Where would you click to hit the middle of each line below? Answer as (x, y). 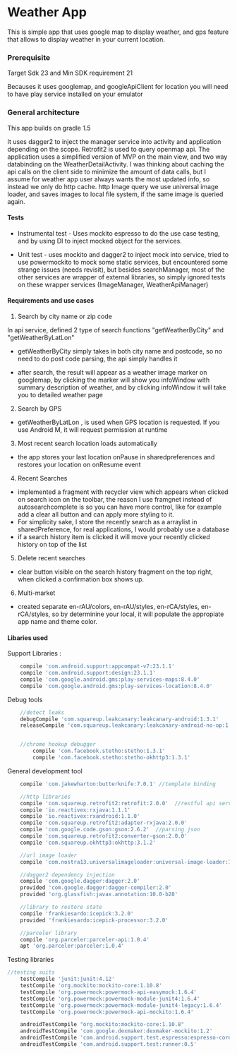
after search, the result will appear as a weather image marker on (112, 372)
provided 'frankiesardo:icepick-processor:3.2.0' (95, 920)
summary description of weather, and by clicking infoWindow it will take (122, 387)
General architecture (43, 112)
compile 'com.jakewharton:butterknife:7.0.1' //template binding (118, 784)
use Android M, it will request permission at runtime (92, 429)
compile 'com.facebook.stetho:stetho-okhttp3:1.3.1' (112, 758)
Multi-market (36, 593)
